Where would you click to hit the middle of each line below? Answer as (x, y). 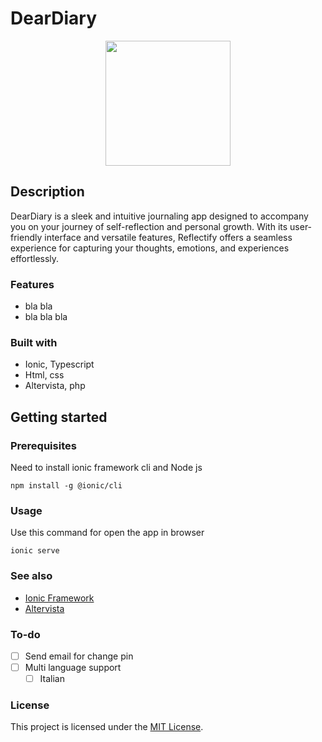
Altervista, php (55, 386)
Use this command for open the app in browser (107, 533)
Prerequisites (43, 445)
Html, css (44, 375)
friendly (26, 237)
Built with (34, 342)
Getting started (59, 417)
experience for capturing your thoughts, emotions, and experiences (150, 248)
